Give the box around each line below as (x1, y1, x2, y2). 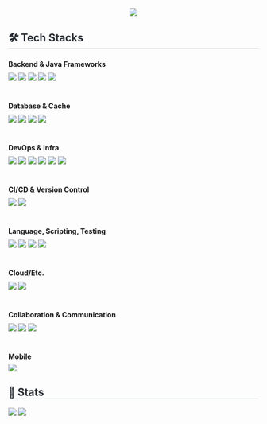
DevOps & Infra (8, 142, 60, 152)
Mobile (8, 352, 32, 361)
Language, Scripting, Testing (8, 226, 106, 235)
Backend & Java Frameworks (8, 59, 106, 68)
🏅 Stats (8, 386, 44, 399)
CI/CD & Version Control (8, 185, 90, 194)
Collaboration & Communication (8, 309, 117, 319)
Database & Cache (8, 101, 71, 111)
